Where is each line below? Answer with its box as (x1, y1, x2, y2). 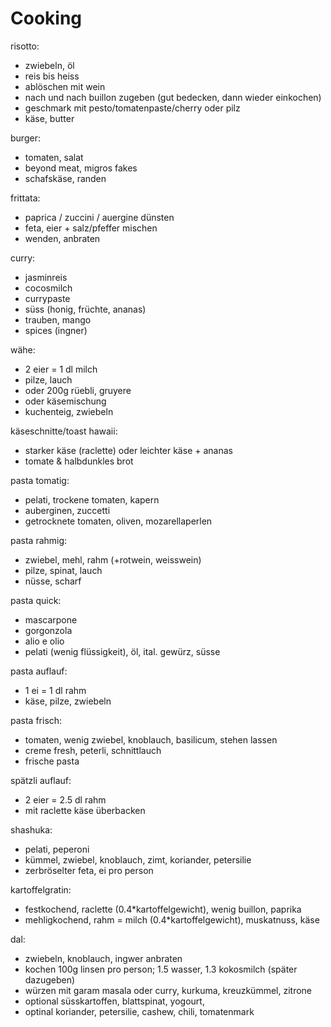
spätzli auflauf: (10, 774, 72, 786)
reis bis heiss (24, 70, 80, 82)
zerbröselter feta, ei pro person (24, 864, 154, 876)
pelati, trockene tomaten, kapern (24, 493, 160, 506)
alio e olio (24, 635, 65, 647)
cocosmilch (24, 282, 73, 294)
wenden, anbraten (24, 232, 101, 244)
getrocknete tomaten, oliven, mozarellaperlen (24, 515, 213, 527)
